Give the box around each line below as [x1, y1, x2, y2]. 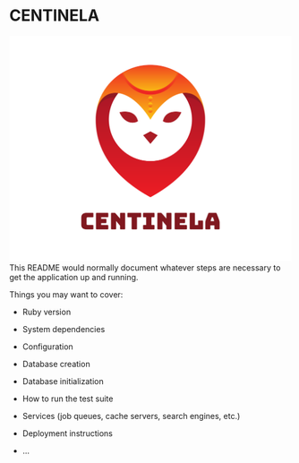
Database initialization [21, 376, 105, 387]
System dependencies [21, 324, 106, 335]
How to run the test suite [21, 393, 114, 404]
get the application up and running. [9, 272, 139, 283]
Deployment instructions [21, 428, 114, 439]
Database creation [21, 359, 91, 370]
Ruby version [21, 306, 72, 318]
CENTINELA [9, 5, 100, 26]
